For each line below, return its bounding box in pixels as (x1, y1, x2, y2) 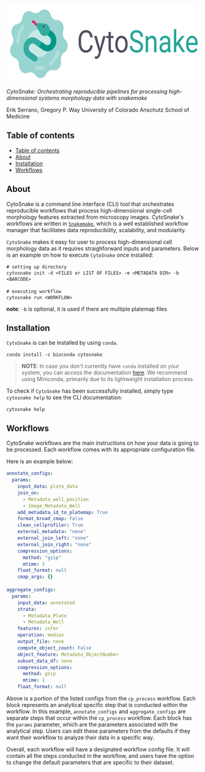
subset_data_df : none (17, 657, 72, 664)
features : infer (17, 626, 59, 632)
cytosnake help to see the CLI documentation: (6, 394, 122, 401)
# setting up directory (6, 263, 67, 270)
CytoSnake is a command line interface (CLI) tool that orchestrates (6, 200, 174, 208)
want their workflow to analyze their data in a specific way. (6, 734, 155, 741)
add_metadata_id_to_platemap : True (17, 509, 108, 515)
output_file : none (17, 638, 64, 645)
